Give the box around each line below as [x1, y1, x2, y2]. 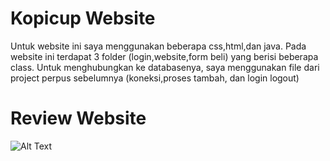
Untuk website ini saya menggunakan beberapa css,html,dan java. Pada [10, 40, 307, 52]
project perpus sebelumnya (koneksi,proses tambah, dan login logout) [10, 72, 300, 84]
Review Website [10, 107, 147, 130]
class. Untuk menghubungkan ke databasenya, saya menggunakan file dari [10, 61, 320, 73]
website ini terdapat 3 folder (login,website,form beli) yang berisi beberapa [10, 50, 319, 62]
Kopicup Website [10, 7, 156, 30]
